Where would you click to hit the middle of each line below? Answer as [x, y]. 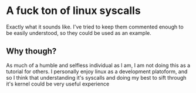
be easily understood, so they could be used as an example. [79, 33]
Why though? [31, 51]
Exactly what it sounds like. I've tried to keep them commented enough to [95, 27]
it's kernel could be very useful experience [58, 84]
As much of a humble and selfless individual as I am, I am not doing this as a [98, 65]
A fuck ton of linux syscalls [73, 11]
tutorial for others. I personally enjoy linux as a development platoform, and [97, 71]
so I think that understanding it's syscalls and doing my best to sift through [96, 77]
